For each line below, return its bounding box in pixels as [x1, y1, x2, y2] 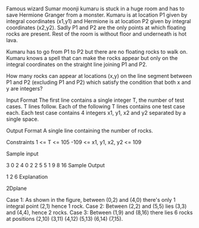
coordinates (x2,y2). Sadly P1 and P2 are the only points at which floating [6, 24, 186, 31]
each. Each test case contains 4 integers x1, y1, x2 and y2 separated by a [6, 110, 186, 116]
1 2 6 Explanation [6, 173, 48, 180]
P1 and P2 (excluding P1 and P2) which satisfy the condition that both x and [6, 79, 191, 86]
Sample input [6, 150, 39, 157]
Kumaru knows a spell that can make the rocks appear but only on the [6, 55, 178, 61]
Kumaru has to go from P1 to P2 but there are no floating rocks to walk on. [6, 48, 188, 55]
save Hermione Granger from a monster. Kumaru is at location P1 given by [6, 11, 188, 18]
